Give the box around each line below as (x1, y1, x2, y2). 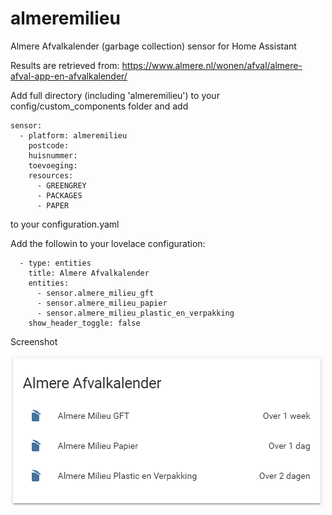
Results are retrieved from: (10, 59, 120, 71)
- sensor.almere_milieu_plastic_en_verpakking (36, 308, 235, 318)
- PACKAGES (36, 190, 83, 201)
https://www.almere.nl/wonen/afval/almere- (121, 59, 303, 71)
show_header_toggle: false (28, 318, 141, 328)
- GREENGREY (36, 180, 87, 191)
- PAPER (36, 200, 70, 211)
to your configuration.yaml (10, 218, 120, 230)
